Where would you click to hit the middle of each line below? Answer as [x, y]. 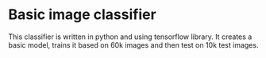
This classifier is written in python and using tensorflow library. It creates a [130, 37]
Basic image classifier [82, 15]
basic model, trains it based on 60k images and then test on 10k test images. [133, 44]
